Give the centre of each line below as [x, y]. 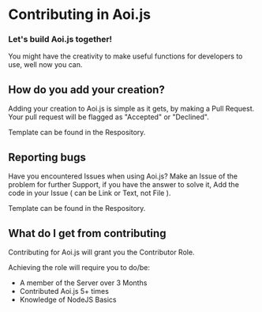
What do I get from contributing [87, 233]
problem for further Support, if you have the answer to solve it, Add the [124, 185]
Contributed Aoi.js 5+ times [64, 291]
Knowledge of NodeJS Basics [68, 299]
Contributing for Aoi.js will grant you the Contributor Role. [101, 252]
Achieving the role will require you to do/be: [79, 267]
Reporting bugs [47, 157]
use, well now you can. [45, 65]
